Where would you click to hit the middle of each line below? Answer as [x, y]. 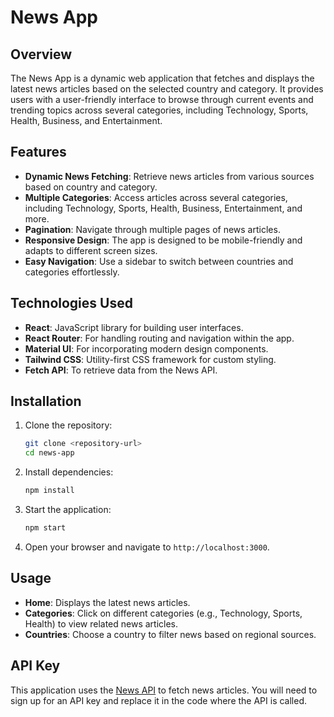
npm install [49, 491]
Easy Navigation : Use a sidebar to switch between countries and [159, 261]
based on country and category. [91, 187]
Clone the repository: [68, 425]
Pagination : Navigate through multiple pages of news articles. [152, 229]
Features [38, 152]
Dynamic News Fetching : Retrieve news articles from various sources [169, 176]
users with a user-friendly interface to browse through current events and [162, 99]
